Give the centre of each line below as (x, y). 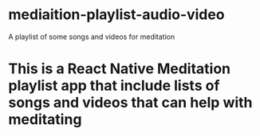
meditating (45, 120)
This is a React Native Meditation (120, 69)
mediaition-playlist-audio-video (116, 15)
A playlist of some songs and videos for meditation (92, 37)
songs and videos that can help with (130, 103)
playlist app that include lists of (114, 86)
